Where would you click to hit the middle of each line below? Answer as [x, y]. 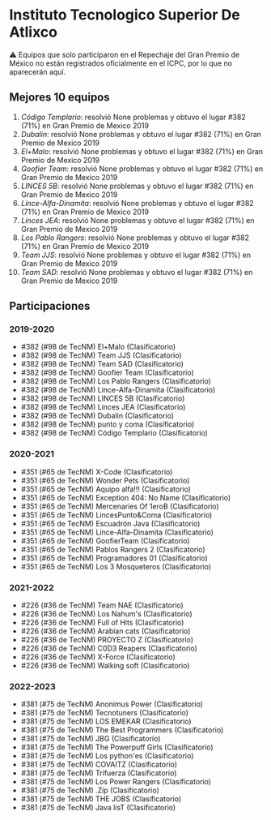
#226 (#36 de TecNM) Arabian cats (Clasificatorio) [106, 631]
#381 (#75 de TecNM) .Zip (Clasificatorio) [90, 790]
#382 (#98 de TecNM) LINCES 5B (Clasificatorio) [103, 398]
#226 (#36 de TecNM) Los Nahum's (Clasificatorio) [106, 614]
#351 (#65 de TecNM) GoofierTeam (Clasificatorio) [105, 540]
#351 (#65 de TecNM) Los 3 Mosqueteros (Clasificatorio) [116, 566]
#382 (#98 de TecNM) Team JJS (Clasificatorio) [101, 355]
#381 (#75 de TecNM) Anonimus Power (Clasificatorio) [112, 704]
